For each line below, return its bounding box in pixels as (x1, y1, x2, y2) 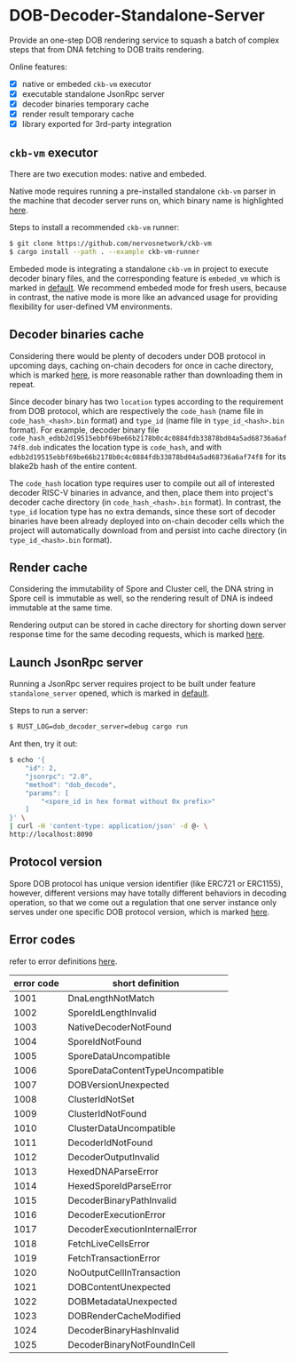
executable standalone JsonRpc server (21, 89, 166, 99)
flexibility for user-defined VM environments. (9, 301, 173, 312)
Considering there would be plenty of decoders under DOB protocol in (9, 350, 266, 361)
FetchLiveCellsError (67, 1237, 150, 1249)
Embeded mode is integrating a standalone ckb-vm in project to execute (9, 263, 269, 274)
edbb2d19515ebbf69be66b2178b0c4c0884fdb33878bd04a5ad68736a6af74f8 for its (9, 450, 286, 462)
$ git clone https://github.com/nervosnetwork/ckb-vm (9, 239, 213, 249)
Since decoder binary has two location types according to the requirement (9, 396, 284, 407)
